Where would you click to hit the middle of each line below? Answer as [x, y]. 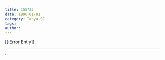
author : [13, 28]
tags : [11, 23]
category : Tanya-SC [25, 19]
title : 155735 [20, 10]
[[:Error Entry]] [20, 42]
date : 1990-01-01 [23, 14]
